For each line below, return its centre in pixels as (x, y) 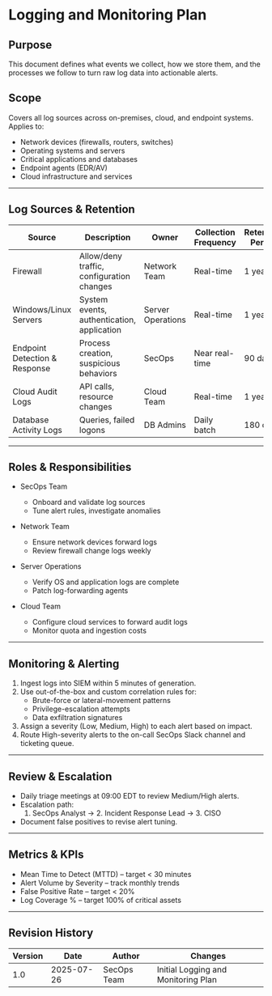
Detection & (35, 358)
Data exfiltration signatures (77, 718)
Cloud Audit (35, 392)
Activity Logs (37, 430)
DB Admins (165, 425)
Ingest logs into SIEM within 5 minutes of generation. (108, 683)
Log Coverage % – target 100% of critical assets (101, 900)
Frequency (215, 242)
